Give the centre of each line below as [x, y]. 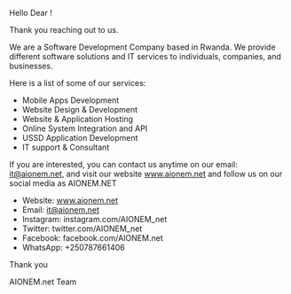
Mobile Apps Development [71, 100]
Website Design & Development [80, 109]
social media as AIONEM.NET [63, 183]
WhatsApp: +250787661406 [74, 248]
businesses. [31, 66]
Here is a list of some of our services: [78, 83]
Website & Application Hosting [78, 119]
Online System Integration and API [85, 128]
